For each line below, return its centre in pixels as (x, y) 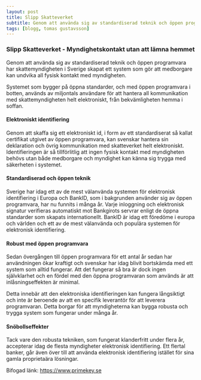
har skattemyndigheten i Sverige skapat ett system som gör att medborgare (99, 69)
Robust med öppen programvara (47, 244)
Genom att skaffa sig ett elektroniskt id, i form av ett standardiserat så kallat (99, 133)
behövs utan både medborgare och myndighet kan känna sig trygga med (96, 158)
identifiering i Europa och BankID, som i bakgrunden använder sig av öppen (99, 197)
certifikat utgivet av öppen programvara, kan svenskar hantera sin (87, 139)
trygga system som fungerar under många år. (62, 313)
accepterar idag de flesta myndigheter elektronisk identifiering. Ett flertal (96, 346)
